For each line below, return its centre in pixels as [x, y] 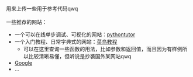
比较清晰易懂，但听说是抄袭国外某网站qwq [80, 56]
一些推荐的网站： [27, 22]
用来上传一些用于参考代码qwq [42, 8]
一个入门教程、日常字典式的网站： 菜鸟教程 [66, 42]
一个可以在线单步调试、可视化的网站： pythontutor [75, 34]
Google [23, 63]
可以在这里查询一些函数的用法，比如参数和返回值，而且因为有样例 [103, 49]
